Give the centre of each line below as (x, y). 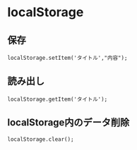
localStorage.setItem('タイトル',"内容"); (67, 58)
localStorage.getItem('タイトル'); (58, 99)
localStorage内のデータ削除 (68, 123)
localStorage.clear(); (41, 139)
